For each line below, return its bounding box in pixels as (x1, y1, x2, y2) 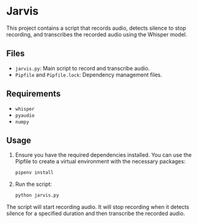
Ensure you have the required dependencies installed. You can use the (15, 151, 192, 159)
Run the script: (15, 180, 52, 188)
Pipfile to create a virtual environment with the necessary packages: (15, 158, 186, 165)
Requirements (6, 89, 61, 99)
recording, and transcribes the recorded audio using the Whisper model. (6, 30, 187, 38)
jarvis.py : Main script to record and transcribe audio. (15, 64, 150, 72)
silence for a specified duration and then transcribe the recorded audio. (6, 210, 185, 217)
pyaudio (15, 112, 35, 118)
